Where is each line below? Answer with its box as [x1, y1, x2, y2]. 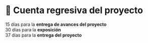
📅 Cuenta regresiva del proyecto [5, 5, 143, 16]
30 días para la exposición [5, 26, 61, 32]
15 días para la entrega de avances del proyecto [5, 21, 107, 27]
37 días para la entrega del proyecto [5, 32, 82, 38]
